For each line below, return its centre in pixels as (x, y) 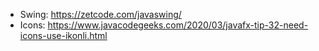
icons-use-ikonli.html (63, 35)
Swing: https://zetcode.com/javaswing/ (100, 14)
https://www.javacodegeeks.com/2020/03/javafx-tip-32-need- (178, 25)
